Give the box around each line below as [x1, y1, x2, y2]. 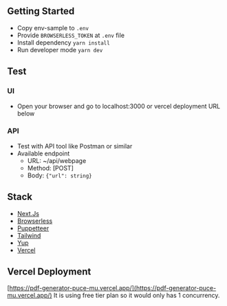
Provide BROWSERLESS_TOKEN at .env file [17, 31, 125, 39]
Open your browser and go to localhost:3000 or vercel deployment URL [17, 102, 221, 110]
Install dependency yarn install [17, 38, 110, 47]
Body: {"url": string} [27, 171, 93, 179]
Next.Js [17, 209, 40, 217]
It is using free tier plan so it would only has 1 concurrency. [54, 292, 220, 300]
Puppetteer [17, 223, 50, 232]
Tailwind [17, 231, 41, 239]
